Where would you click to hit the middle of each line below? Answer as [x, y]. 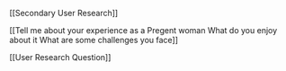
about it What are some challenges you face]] [94, 40]
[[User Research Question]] [60, 57]
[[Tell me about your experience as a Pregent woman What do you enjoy [143, 30]
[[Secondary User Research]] [64, 13]
